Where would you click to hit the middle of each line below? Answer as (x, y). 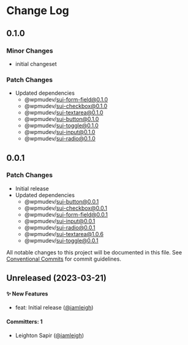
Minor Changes (30, 51)
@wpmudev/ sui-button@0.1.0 (62, 119)
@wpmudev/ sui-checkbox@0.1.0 (66, 106)
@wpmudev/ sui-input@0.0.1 (60, 221)
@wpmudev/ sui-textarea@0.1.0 (64, 113)
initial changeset (36, 64)
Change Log (38, 11)
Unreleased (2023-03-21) (57, 278)
